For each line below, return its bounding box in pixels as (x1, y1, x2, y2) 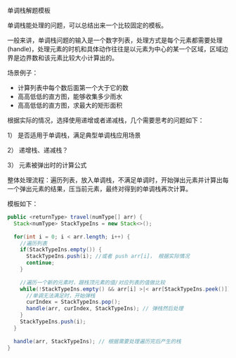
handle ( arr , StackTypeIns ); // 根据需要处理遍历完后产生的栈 (13, 338, 181, 345)
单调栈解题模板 (7, 6, 51, 14)
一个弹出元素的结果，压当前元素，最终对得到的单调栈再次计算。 (7, 185, 192, 193)
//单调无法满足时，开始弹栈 (25, 292, 96, 299)
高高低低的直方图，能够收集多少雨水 (17, 92, 123, 101)
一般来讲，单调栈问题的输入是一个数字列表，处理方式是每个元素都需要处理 (7, 36, 223, 44)
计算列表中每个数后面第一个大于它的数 (17, 84, 129, 91)
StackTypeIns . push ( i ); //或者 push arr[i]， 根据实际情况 (25, 252, 190, 260)
